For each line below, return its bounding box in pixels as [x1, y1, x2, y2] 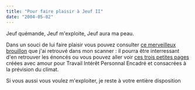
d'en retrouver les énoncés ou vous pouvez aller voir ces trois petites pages [6, 53, 189, 60]
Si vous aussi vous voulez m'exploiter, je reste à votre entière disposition [6, 77, 182, 84]
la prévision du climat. [6, 66, 59, 73]
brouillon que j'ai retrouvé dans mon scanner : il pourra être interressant [6, 47, 180, 54]
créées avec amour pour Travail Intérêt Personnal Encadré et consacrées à [6, 59, 186, 67]
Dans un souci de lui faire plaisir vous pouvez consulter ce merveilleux [6, 41, 176, 48]
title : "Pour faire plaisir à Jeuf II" [6, 8, 104, 15]
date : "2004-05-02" [6, 14, 54, 20]
